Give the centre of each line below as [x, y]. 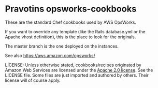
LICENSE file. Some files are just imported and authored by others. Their [77, 75]
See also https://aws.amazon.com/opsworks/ [50, 55]
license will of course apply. [33, 80]
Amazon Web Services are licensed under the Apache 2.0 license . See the [79, 70]
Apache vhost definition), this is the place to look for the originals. [71, 37]
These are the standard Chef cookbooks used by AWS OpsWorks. [71, 22]
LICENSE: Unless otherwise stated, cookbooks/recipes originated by [73, 65]
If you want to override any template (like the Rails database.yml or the [75, 31]
